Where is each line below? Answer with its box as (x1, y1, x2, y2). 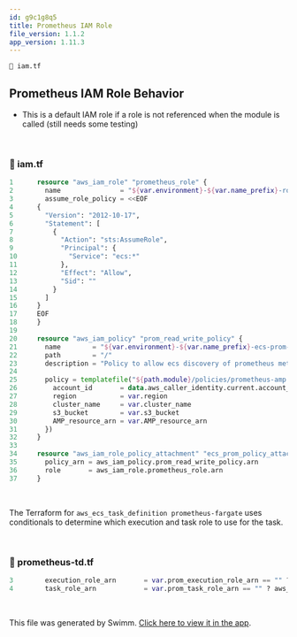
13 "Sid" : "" (9, 276, 97, 286)
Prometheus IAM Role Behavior (9, 86, 185, 101)
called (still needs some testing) (21, 119, 139, 129)
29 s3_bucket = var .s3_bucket (9, 408, 179, 417)
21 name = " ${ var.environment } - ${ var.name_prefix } (9, 342, 251, 351)
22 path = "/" (9, 350, 113, 359)
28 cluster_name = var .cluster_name (9, 400, 192, 409)
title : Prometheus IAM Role (9, 21, 113, 30)
